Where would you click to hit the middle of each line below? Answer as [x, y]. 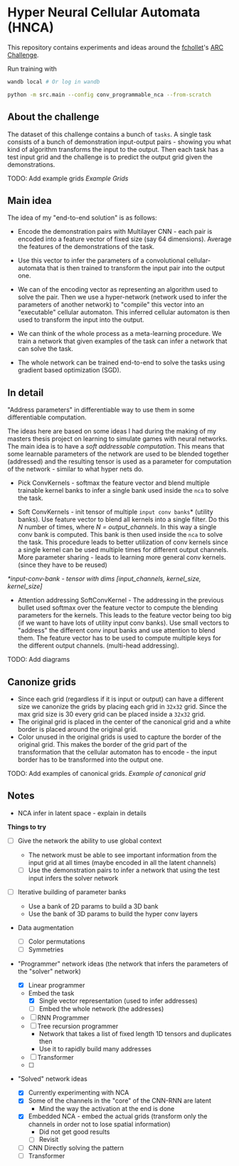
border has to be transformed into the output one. [90, 760]
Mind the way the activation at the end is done [107, 1109]
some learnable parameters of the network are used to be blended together [118, 454]
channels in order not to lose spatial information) [99, 1125]
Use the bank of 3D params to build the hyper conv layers [113, 914]
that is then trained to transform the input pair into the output [136, 268]
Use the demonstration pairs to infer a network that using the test [124, 870]
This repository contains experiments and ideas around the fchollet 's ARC [116, 47]
